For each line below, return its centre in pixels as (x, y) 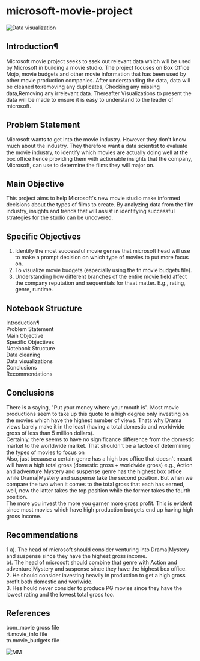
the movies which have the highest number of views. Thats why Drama (94, 420)
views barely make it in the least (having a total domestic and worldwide (95, 426)
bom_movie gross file (33, 628)
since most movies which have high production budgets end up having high (100, 509)
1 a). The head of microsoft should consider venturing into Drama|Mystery (98, 550)
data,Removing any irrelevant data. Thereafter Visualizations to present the (99, 93)
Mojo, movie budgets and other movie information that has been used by (96, 74)
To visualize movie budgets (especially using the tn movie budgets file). (103, 270)
